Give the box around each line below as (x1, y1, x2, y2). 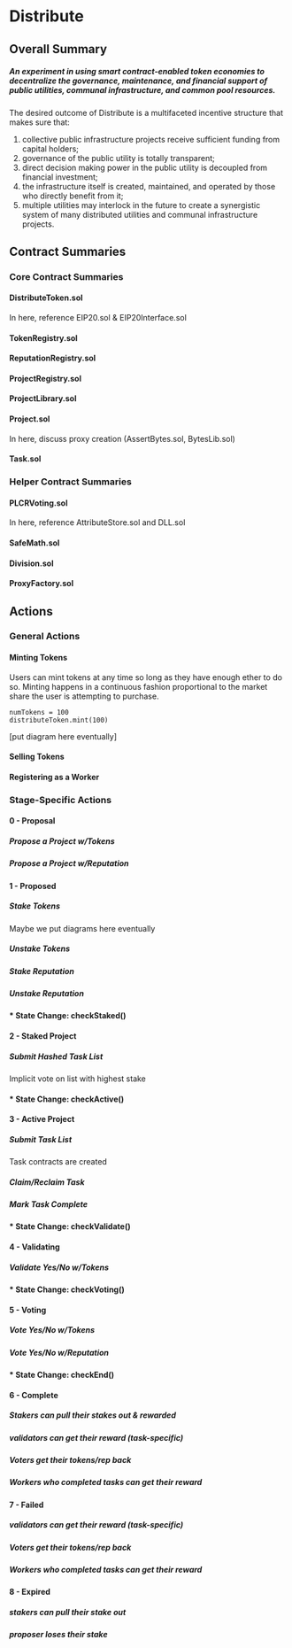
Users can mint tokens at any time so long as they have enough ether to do (9, 671, 283, 683)
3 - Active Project (9, 1114, 75, 1125)
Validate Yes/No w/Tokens (9, 1262, 109, 1273)
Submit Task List (9, 1133, 73, 1144)
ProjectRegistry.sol (9, 373, 82, 383)
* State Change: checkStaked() (9, 1010, 127, 1021)
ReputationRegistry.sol (9, 352, 96, 364)
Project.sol (9, 414, 50, 424)
